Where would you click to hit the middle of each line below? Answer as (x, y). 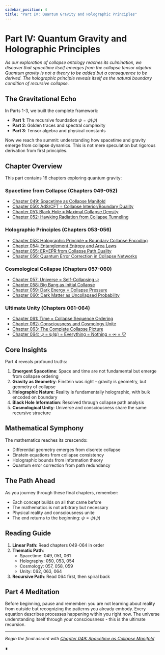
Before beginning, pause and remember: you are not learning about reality (80, 604)
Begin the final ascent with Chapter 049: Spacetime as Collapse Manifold (80, 639)
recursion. (15, 625)
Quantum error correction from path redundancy (61, 465)
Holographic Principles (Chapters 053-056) (58, 230)
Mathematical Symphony (44, 428)
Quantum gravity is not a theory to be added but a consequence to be (76, 73)
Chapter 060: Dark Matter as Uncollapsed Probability (66, 295)
